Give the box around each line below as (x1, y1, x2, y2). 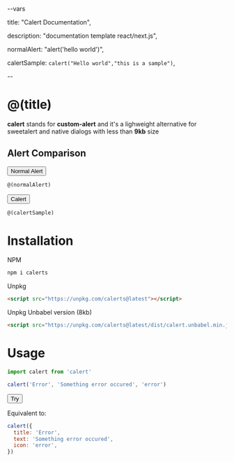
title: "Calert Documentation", (7, 18, 92, 26)
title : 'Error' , (13, 428, 61, 436)
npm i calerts (7, 269, 49, 277)
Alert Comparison (7, 147, 86, 159)
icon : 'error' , (13, 442, 58, 449)
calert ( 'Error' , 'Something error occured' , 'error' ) (7, 381, 167, 388)
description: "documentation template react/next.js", (7, 31, 158, 40)
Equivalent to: (7, 409, 47, 417)
